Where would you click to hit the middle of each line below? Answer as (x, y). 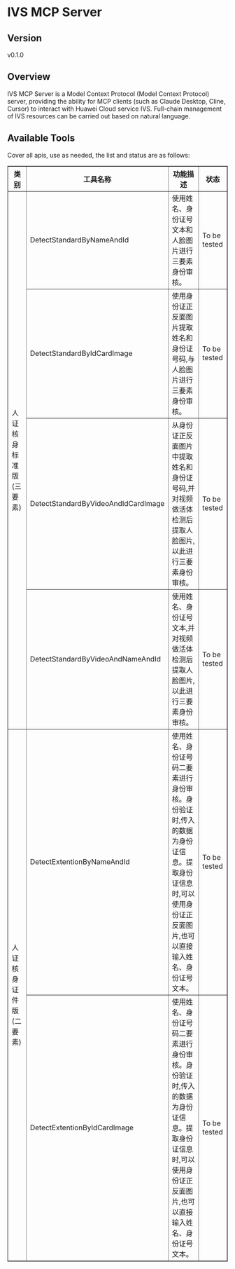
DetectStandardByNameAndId (79, 240)
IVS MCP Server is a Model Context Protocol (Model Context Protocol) (108, 94)
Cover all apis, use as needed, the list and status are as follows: (99, 155)
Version (24, 38)
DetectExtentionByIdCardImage (82, 1127)
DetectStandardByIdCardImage (81, 353)
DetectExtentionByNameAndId (80, 861)
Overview (29, 77)
